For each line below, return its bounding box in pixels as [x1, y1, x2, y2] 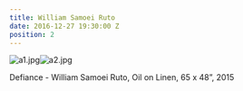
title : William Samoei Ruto [9, 13, 116, 23]
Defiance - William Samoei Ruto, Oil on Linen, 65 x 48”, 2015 [9, 72, 235, 83]
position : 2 [9, 30, 54, 39]
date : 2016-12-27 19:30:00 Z [9, 22, 120, 31]
